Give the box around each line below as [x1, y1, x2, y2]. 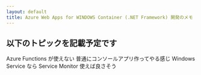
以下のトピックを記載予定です [6, 38, 117, 48]
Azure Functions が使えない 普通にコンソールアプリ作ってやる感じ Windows [6, 55, 196, 62]
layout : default [6, 8, 47, 15]
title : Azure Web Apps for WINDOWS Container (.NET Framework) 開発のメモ [6, 14, 194, 20]
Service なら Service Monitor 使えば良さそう [6, 62, 117, 70]
